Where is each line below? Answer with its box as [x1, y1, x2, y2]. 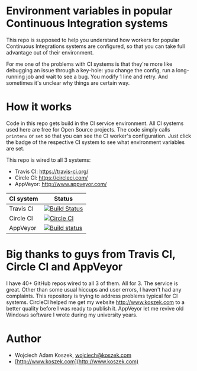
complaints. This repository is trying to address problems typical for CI [6, 292, 178, 299]
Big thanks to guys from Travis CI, [6, 248, 176, 261]
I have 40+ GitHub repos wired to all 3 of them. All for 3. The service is [6, 280, 179, 287]
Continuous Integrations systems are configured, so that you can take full [6, 43, 185, 50]
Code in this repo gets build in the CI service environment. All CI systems [6, 120, 184, 127]
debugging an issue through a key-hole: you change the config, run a [6, 66, 175, 73]
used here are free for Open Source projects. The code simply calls [6, 126, 170, 133]
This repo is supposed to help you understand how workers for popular [6, 36, 180, 43]
